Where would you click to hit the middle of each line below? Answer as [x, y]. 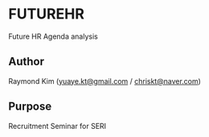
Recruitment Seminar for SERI [57, 126]
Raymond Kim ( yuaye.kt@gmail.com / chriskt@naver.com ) [104, 81]
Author [26, 62]
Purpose [30, 107]
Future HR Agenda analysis [53, 36]
